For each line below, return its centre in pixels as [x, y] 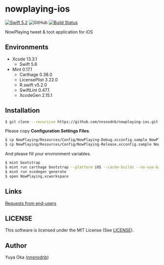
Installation [22, 111]
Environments [27, 47]
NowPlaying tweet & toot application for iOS [49, 32]
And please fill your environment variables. [48, 154]
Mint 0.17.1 [22, 69]
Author [16, 245]
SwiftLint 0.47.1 [34, 90]
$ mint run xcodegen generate [36, 171]
